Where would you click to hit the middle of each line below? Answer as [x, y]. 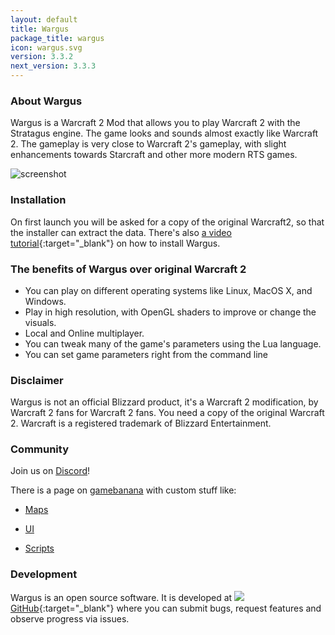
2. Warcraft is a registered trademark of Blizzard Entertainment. [141, 423]
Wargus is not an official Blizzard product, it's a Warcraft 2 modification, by [164, 402]
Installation [38, 200]
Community [39, 449]
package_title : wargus [57, 38]
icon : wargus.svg [46, 47]
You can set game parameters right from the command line [146, 354]
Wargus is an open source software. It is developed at [121, 597]
